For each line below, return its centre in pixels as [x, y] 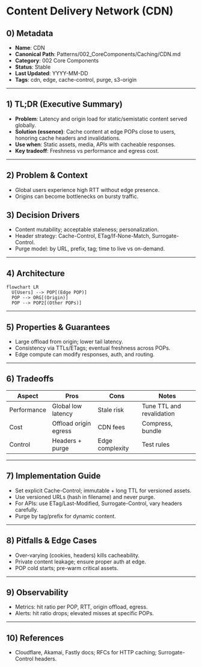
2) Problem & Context [47, 175]
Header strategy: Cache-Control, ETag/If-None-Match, [83, 236]
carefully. [26, 509]
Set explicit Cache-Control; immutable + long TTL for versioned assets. [103, 490]
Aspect [28, 396]
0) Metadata [30, 33]
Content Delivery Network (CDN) [90, 11]
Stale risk [111, 409]
